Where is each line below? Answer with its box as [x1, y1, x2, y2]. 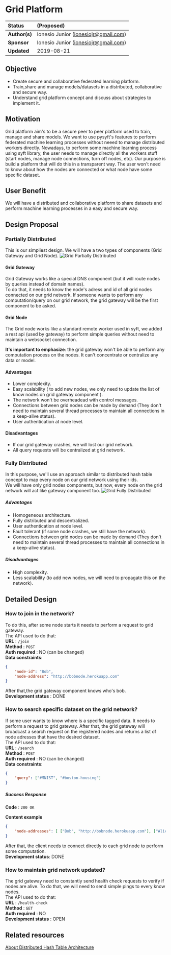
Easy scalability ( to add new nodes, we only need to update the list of [12, 386, 160, 392]
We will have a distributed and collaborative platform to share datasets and [5, 200, 162, 206]
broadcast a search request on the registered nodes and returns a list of [5, 728, 157, 734]
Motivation [5, 115, 41, 124]
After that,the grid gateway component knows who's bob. [5, 688, 126, 694]
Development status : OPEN [5, 916, 65, 922]
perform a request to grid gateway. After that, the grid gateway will [5, 723, 145, 729]
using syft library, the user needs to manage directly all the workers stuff [5, 150, 158, 156]
